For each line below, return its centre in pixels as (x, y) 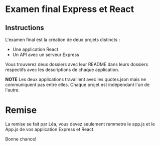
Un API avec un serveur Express (46, 54)
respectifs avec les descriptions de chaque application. (62, 69)
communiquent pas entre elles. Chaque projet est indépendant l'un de (77, 84)
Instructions (25, 28)
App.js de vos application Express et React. (50, 129)
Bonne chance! (21, 139)
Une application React (35, 49)
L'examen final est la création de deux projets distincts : (63, 39)
